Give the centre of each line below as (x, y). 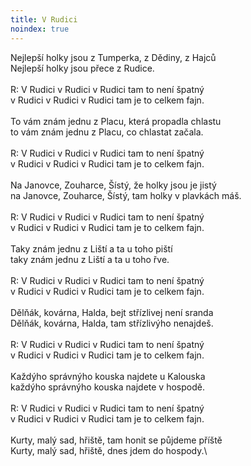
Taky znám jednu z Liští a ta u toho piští (91, 248)
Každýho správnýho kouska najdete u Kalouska (108, 376)
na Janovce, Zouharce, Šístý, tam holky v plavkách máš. (126, 195)
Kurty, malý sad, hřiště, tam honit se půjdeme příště (116, 440)
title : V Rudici (44, 19)
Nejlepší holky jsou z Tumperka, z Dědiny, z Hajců (113, 57)
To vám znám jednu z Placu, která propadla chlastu (116, 121)
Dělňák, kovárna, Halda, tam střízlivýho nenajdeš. (112, 323)
